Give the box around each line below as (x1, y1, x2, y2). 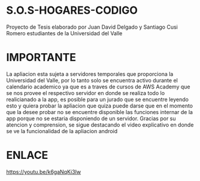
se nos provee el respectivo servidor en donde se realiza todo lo (6, 89, 165, 96)
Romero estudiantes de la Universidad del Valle (6, 29, 123, 36)
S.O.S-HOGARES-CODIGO (6, 4, 138, 17)
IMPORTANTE (6, 51, 77, 65)
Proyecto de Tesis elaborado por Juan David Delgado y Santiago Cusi (6, 23, 178, 30)
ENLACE (6, 149, 49, 162)
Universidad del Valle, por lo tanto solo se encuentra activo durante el (6, 76, 178, 84)
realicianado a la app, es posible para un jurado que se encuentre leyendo (6, 96, 189, 103)
